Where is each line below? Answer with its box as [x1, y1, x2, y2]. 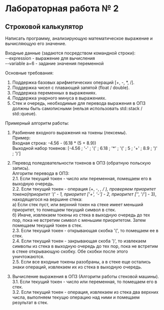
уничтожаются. [12, 254, 45, 260]
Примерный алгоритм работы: [5, 120, 70, 126]
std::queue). [12, 111, 37, 117]
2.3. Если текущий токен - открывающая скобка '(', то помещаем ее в [12, 228, 159, 233]
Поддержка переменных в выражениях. [12, 90, 97, 95]
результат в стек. [12, 300, 48, 305]
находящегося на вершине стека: [12, 196, 83, 202]
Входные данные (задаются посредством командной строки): [5, 50, 136, 56]
